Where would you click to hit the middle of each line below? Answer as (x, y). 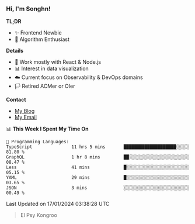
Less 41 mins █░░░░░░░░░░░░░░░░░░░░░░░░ (98, 168)
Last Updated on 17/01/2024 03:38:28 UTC (58, 204)
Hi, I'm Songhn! (28, 9)
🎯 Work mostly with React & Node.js (58, 62)
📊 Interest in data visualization (51, 68)
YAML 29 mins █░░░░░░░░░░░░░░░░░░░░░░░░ (98, 178)
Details (15, 51)
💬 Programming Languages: (37, 142)
